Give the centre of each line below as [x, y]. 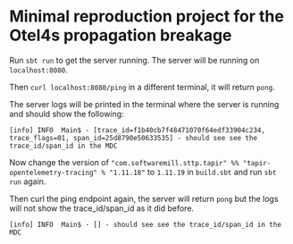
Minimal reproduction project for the [146, 17]
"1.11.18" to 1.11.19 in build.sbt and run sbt [193, 172]
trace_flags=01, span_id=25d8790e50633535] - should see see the [133, 138]
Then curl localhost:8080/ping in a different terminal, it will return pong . [142, 87]
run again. [28, 181]
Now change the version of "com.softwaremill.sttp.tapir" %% [124, 162]
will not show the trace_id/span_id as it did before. [102, 208]
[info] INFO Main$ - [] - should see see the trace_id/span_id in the [145, 224]
